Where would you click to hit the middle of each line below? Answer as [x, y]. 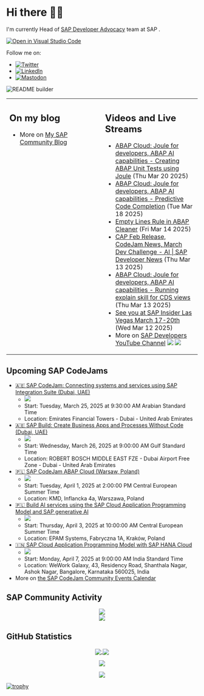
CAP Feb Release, [141, 237]
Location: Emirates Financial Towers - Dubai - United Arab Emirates [108, 419]
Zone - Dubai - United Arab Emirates [70, 465]
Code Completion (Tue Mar [154, 206]
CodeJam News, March [149, 244]
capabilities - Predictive [149, 199]
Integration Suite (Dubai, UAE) [53, 392]
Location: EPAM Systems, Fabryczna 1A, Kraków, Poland [94, 538]
